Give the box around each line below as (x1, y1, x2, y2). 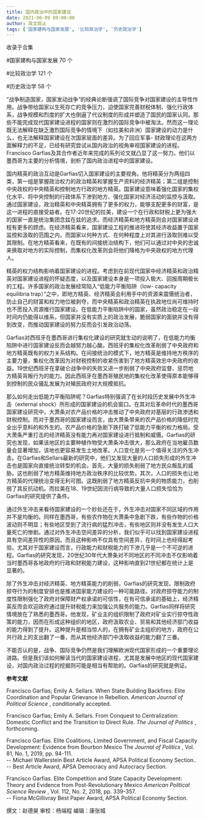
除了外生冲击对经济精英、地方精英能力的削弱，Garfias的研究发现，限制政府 (6, 580, 196, 587)
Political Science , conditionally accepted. (6, 700, 112, 708)
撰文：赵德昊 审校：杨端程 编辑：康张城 (6, 807, 106, 814)
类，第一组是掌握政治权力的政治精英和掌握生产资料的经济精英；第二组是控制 (6, 178, 199, 185)
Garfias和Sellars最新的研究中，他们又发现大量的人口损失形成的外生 (22, 454, 192, 461)
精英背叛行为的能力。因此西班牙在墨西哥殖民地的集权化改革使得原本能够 (11, 372, 193, 380)
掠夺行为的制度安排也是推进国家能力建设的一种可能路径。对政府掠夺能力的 (6, 588, 193, 595)
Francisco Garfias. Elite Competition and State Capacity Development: (6, 775, 182, 782)
